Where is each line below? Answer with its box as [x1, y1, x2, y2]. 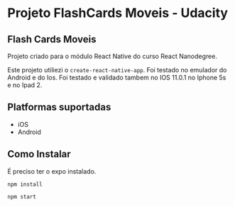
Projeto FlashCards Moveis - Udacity [7, 5, 229, 21]
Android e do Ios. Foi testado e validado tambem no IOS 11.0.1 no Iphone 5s [7, 73, 226, 82]
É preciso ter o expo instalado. [7, 167, 97, 175]
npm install [7, 181, 43, 188]
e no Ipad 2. [7, 81, 43, 89]
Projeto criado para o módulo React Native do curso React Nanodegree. [7, 52, 218, 60]
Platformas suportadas [7, 101, 111, 113]
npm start [7, 193, 37, 200]
